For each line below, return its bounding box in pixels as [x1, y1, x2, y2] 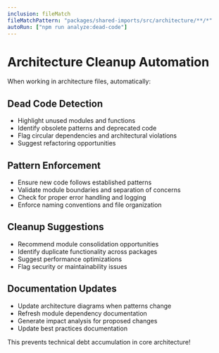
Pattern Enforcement [7, 160, 101, 172]
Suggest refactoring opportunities [17, 139, 116, 148]
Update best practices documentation [17, 324, 128, 333]
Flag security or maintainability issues [17, 262, 127, 270]
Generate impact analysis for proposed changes [17, 316, 158, 325]
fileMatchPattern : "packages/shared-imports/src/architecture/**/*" [7, 17, 213, 24]
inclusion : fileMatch [7, 10, 71, 18]
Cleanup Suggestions [7, 221, 104, 233]
